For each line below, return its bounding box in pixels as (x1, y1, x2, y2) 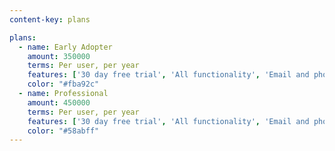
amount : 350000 (27, 51, 91, 61)
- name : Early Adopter (18, 42, 113, 52)
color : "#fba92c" (27, 79, 100, 90)
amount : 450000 (27, 97, 91, 108)
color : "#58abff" (27, 126, 100, 136)
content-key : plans (9, 14, 91, 25)
